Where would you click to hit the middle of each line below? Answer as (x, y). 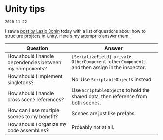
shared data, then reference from (109, 96)
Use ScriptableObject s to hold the (111, 90)
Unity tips (25, 9)
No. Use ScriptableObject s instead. (112, 79)
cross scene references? (36, 99)
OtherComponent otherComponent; (109, 61)
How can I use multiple (33, 110)
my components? (27, 68)
